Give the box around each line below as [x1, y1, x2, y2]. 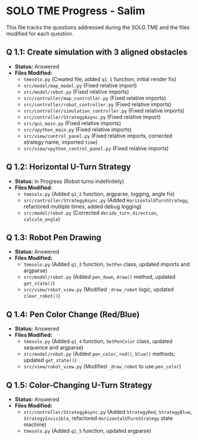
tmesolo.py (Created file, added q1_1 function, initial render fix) [23, 75, 177, 82]
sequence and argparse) [23, 344, 84, 351]
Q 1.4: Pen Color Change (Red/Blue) [6, 309, 140, 319]
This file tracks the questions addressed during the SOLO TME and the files [6, 24, 190, 31]
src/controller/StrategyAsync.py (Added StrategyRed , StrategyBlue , [23, 409, 192, 415]
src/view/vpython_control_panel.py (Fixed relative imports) [23, 144, 169, 152]
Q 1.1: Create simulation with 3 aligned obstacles [6, 47, 188, 57]
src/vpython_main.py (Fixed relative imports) [23, 126, 132, 133]
